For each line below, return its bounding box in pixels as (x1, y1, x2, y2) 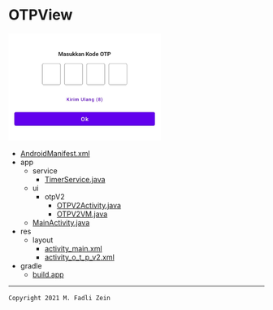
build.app (32, 270, 64, 280)
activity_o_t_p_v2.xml (44, 252, 115, 262)
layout (32, 235, 54, 245)
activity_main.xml (44, 244, 103, 254)
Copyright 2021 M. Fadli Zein (8, 295, 111, 303)
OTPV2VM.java (56, 209, 108, 219)
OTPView (8, 6, 73, 24)
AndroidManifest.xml (19, 149, 91, 159)
